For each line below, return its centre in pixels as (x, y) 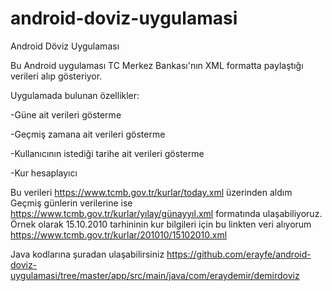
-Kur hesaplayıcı (44, 173)
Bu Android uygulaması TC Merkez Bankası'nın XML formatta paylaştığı (157, 65)
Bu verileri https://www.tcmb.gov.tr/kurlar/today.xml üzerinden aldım (151, 192)
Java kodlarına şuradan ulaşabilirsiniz (87, 254)
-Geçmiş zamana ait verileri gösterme (88, 134)
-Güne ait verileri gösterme (66, 114)
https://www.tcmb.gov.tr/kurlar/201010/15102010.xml (119, 234)
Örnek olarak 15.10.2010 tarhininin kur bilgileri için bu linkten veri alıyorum (161, 224)
